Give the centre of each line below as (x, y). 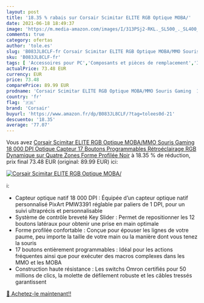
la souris (26, 243)
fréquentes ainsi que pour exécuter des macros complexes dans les (100, 256)
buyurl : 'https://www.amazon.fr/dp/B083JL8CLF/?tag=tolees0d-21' (90, 114)
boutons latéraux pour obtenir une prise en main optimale (87, 224)
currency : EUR (24, 74)
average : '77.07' (28, 125)
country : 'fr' (24, 97)
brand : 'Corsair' (28, 108)
